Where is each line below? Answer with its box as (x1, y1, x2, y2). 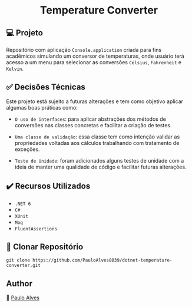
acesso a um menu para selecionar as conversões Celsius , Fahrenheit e (6, 59, 181, 65)
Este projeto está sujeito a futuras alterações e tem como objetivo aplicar (6, 98, 184, 105)
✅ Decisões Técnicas (6, 82, 85, 92)
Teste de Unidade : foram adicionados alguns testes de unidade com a (14, 157, 184, 164)
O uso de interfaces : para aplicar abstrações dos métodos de (14, 115, 166, 123)
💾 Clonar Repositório (6, 242, 84, 252)
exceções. (14, 146, 40, 153)
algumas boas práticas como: (6, 104, 78, 111)
